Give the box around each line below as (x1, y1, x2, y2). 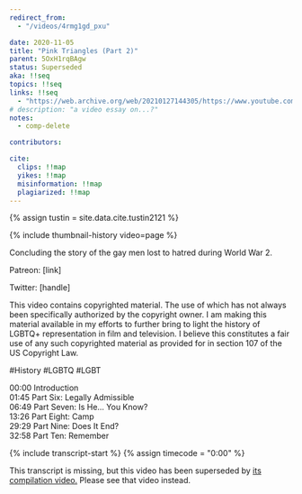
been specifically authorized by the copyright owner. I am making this (9, 309, 267, 320)
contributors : (9, 138, 63, 147)
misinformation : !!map (17, 179, 102, 188)
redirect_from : (9, 13, 67, 23)
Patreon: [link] (9, 265, 62, 276)
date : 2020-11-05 (9, 38, 75, 47)
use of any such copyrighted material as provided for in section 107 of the (9, 338, 283, 349)
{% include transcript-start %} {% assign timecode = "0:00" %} (9, 448, 245, 459)
